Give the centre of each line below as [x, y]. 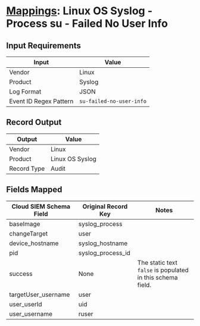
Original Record [105, 206]
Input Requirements [44, 46]
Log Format [25, 92]
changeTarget [29, 233]
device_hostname [34, 243]
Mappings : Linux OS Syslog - [79, 11]
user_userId [26, 304]
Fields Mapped [34, 189]
